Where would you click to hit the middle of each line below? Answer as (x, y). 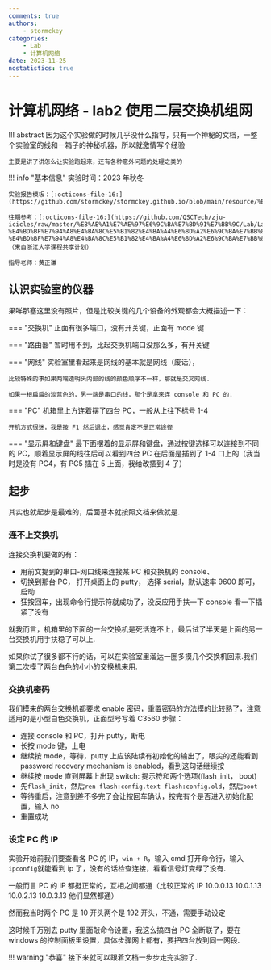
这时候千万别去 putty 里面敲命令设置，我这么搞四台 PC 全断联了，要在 (125, 930)
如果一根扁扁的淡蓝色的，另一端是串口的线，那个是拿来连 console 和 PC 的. (121, 394)
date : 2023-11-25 (38, 61)
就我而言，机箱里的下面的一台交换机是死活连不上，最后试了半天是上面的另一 (135, 629)
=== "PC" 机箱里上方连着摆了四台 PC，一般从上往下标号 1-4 (108, 410)
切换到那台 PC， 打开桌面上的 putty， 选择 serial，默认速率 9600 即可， (140, 582)
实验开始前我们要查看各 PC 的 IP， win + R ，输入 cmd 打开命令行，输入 (126, 859)
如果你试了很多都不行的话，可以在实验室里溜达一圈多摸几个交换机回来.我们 (133, 656)
